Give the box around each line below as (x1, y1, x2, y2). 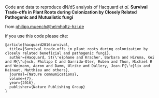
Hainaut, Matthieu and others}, (5, 68, 70, 72)
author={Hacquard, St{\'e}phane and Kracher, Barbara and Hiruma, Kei (9, 55, 155, 60)
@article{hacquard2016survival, (5, 42, 70, 47)
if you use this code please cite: (5, 33, 69, 39)
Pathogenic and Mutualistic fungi (5, 14, 73, 20)
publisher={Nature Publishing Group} (9, 84, 86, 89)
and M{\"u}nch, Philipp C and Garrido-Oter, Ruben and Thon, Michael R (5, 59, 152, 64)
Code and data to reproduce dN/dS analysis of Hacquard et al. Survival (5, 4, 148, 10)
